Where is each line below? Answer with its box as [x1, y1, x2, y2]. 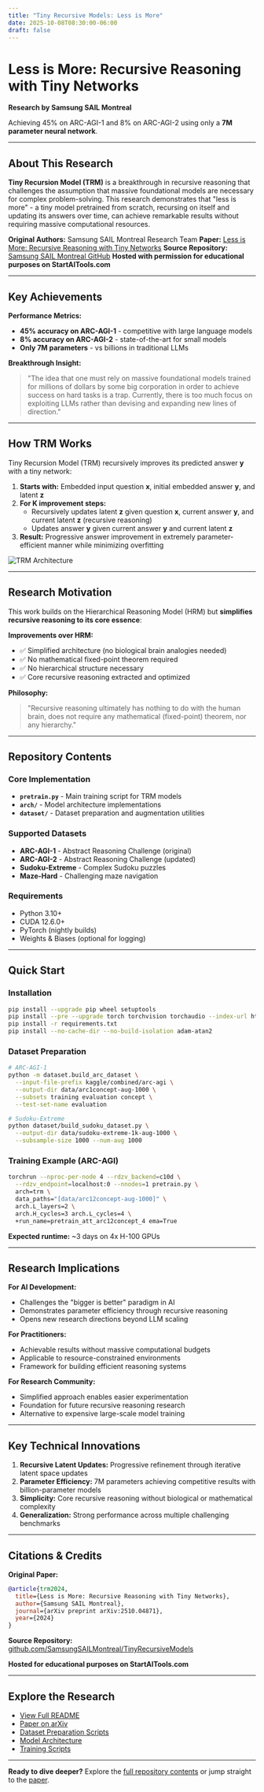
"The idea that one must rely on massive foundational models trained [27, 373, 251, 383]
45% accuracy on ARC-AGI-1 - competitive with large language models [19, 326, 253, 336]
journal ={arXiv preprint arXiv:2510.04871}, [15, 1607, 163, 1615]
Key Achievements [8, 290, 103, 303]
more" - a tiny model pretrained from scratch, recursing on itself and [8, 202, 230, 213]
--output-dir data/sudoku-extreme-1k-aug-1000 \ [15, 1130, 178, 1137]
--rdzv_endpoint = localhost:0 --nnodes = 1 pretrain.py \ [15, 1181, 199, 1189]
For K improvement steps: [19, 498, 106, 508]
